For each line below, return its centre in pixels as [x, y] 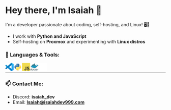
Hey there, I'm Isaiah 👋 [54, 10]
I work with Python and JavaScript [49, 36]
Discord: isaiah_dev [34, 97]
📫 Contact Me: [24, 84]
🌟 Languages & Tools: [33, 54]
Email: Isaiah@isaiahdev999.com [49, 102]
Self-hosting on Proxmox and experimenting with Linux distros [79, 41]
